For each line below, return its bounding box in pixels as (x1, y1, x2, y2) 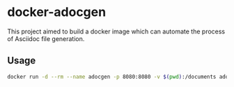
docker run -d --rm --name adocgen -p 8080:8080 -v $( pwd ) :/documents (7, 73, 217, 80)
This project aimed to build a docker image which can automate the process (7, 27, 226, 35)
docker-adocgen (7, 4, 107, 20)
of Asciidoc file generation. (7, 34, 85, 42)
